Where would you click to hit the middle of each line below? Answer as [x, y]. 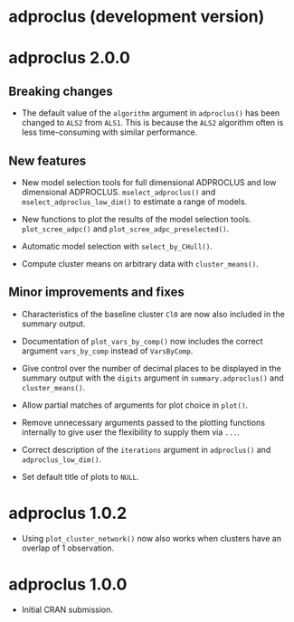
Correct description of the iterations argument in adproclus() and [146, 449]
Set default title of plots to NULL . [80, 476]
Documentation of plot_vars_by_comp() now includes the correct [142, 341]
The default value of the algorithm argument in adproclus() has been [151, 113]
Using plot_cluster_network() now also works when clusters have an [152, 538]
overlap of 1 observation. [68, 548]
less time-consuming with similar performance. [109, 132]
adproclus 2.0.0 [69, 58]
